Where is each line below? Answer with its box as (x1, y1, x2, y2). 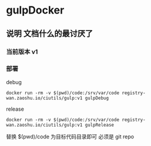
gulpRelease (85, 122, 115, 128)
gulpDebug (85, 95, 109, 101)
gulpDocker (6, 4, 65, 17)
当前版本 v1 (6, 48, 38, 56)
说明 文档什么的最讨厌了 (6, 28, 93, 38)
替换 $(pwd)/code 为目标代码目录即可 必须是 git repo (6, 133, 134, 140)
